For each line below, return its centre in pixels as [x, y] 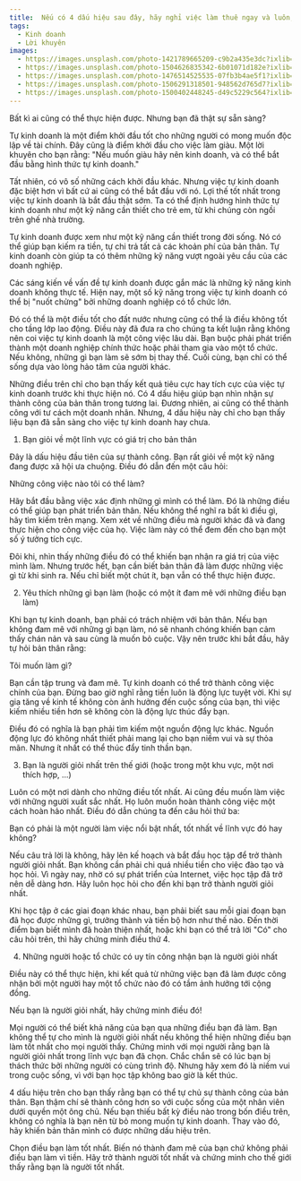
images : [24, 51]
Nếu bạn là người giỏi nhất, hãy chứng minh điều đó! [106, 1010]
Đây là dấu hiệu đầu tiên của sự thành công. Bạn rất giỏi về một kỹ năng [142, 457]
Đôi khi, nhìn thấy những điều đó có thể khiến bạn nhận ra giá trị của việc [144, 556]
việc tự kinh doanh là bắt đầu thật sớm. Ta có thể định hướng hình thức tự [145, 200]
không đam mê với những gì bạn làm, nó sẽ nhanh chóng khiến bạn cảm [142, 629]
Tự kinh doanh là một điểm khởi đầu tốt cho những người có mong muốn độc [150, 135]
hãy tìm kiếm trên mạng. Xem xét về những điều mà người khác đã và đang [147, 519]
